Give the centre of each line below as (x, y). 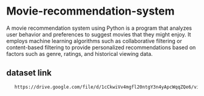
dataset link (29, 73)
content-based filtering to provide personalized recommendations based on (101, 47)
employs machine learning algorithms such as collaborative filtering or (94, 41)
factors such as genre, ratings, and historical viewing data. (80, 53)
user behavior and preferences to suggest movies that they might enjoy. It (99, 34)
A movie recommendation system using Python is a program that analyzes (99, 28)
